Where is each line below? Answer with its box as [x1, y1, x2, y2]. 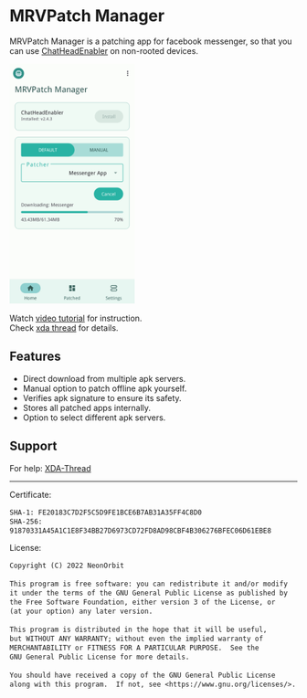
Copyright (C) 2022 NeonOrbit [9, 561, 125, 570]
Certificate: [9, 489, 52, 500]
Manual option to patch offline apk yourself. [22, 383, 187, 394]
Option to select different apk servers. [22, 412, 166, 423]
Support [9, 439, 58, 454]
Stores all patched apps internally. [22, 402, 152, 413]
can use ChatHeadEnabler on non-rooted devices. [9, 45, 199, 56]
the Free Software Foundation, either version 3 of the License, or [9, 598, 276, 607]
